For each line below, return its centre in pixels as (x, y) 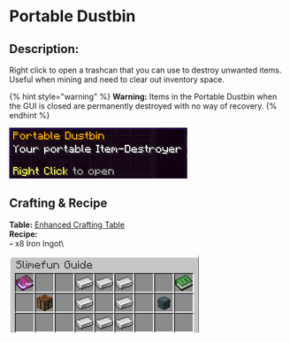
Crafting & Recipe (58, 204)
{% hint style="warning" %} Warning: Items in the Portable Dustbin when (143, 96)
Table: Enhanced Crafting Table (67, 224)
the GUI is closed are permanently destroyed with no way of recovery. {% (143, 106)
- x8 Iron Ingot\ (37, 243)
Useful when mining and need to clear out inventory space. (117, 80)
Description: (44, 49)
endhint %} (30, 115)
